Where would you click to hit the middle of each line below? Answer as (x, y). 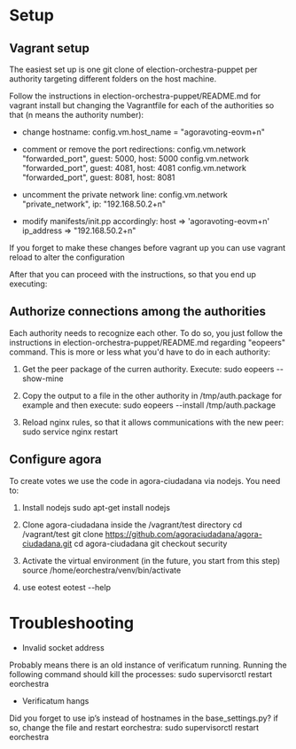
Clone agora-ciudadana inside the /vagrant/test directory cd (132, 525)
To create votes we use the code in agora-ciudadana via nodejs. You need (145, 480)
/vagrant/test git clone (62, 534)
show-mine (43, 378)
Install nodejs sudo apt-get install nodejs (96, 507)
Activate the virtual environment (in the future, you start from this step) (151, 560)
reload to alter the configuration (67, 257)
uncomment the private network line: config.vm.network (125, 195)
